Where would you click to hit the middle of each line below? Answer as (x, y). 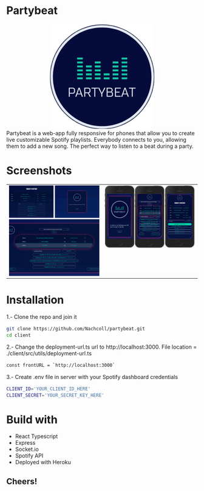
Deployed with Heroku (43, 462)
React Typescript (36, 436)
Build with (32, 420)
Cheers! (22, 481)
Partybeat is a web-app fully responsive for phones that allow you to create (101, 133)
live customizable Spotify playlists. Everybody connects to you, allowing (97, 139)
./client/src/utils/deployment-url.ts (49, 353)
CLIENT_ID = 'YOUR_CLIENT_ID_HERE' (49, 389)
